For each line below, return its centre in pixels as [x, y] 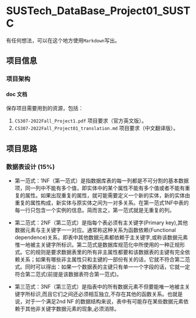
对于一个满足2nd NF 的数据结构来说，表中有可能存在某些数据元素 [104, 302]
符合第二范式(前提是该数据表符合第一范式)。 [68, 274]
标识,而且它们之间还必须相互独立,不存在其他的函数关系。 [99, 294]
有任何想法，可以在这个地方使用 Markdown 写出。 [63, 40]
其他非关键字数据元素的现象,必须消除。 [72, 309]
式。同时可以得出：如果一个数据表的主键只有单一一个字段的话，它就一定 [102, 267]
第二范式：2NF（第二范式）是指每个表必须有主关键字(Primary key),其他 [101, 223]
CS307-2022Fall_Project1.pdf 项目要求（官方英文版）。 [81, 121]
